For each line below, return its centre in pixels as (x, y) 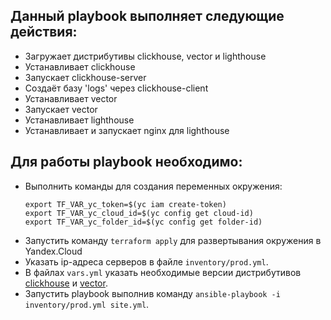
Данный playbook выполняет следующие (147, 16)
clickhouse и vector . (66, 283)
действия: (44, 32)
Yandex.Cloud (53, 251)
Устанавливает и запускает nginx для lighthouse (127, 130)
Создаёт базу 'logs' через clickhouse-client (116, 88)
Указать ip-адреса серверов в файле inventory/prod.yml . (146, 261)
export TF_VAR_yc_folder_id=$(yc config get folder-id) (143, 222)
